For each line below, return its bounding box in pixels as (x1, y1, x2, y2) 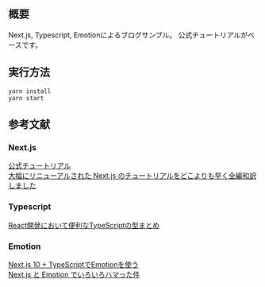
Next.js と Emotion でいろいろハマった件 (8, 270, 140, 279)
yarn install (8, 87, 52, 95)
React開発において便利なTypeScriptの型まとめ (8, 220, 160, 230)
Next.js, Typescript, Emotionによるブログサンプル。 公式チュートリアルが (8, 30, 248, 40)
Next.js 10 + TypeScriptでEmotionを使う (8, 259, 139, 269)
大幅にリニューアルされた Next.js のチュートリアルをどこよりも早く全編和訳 (8, 171, 257, 180)
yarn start (8, 94, 44, 102)
